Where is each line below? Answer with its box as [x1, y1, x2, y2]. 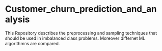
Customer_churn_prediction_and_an [5, 3, 157, 15]
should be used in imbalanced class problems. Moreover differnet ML [5, 35, 146, 41]
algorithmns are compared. [5, 40, 60, 46]
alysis [5, 14, 30, 25]
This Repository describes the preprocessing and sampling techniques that [5, 30, 157, 36]
